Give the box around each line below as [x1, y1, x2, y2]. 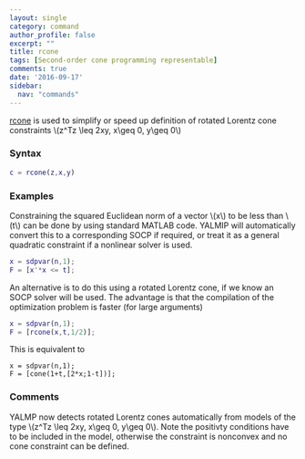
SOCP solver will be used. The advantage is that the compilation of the [9, 291, 275, 302]
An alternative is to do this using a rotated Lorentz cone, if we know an [9, 282, 275, 293]
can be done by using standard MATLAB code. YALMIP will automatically [22, 220, 296, 231]
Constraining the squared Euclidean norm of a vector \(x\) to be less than [9, 210, 284, 221]
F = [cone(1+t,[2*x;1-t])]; [9, 370, 117, 379]
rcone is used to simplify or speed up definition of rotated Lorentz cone [9, 115, 278, 126]
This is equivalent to [9, 344, 85, 355]
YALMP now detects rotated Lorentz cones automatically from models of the [9, 412, 296, 422]
